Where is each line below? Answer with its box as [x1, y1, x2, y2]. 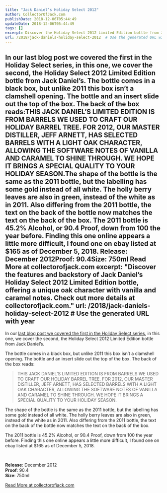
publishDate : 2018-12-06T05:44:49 [5, 16, 77, 21]
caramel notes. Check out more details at [5, 294, 135, 302]
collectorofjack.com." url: [5, 301, 87, 310]
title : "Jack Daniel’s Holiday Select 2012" [5, 7, 99, 12]
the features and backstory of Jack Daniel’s [5, 271, 143, 279]
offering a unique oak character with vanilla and [5, 286, 157, 294]
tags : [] [5, 26, 23, 31]
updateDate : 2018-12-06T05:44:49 [5, 21, 75, 26]
